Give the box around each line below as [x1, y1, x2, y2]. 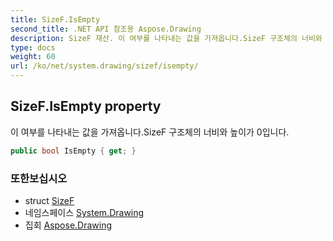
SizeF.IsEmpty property [10, 98, 162, 115]
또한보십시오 [10, 171, 68, 185]
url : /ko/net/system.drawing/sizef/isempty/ [10, 61, 199, 71]
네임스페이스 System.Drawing [24, 206, 145, 218]
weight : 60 [10, 52, 56, 62]
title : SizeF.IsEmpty [10, 14, 101, 25]
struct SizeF [24, 194, 75, 206]
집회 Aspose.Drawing [24, 219, 113, 231]
